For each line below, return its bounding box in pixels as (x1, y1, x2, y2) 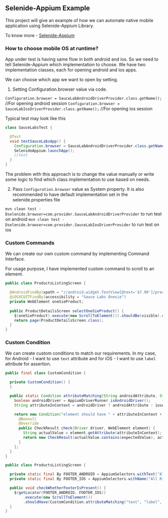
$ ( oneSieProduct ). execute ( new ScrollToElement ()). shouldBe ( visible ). (14, 313, 162, 318)
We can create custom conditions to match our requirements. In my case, (5, 350, 156, 356)
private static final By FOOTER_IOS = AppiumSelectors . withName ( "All (9, 476, 157, 481)
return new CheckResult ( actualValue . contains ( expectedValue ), (23, 435, 155, 440)
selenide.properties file (12, 197, 60, 203)
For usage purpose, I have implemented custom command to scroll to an (5, 266, 154, 272)
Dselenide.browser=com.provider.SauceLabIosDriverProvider (5, 222, 131, 227)
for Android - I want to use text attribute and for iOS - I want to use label (5, 356, 156, 362)
